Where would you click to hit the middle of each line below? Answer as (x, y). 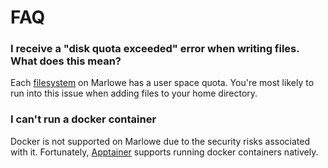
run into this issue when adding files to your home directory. (134, 93)
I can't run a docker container (83, 119)
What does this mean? (66, 61)
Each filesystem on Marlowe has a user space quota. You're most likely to (162, 83)
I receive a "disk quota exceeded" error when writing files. (155, 49)
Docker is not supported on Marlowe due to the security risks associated (160, 141)
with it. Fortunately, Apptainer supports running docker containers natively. (164, 152)
